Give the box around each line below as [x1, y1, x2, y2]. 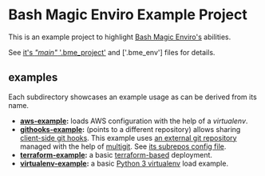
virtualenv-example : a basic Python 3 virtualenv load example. [19, 158, 229, 168]
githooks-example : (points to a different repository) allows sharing [19, 124, 241, 134]
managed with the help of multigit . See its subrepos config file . [19, 142, 227, 151]
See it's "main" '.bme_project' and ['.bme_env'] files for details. [8, 47, 216, 57]
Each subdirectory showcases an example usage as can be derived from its [8, 92, 257, 102]
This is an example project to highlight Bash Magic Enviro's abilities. [8, 32, 231, 42]
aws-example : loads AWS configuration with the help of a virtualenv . [19, 116, 248, 126]
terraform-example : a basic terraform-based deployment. [19, 150, 213, 159]
